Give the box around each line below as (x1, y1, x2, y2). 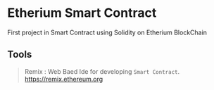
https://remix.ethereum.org (24, 75, 103, 83)
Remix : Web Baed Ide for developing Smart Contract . (24, 67, 180, 75)
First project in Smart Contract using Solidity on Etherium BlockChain (7, 28, 208, 37)
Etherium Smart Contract (7, 5, 157, 21)
